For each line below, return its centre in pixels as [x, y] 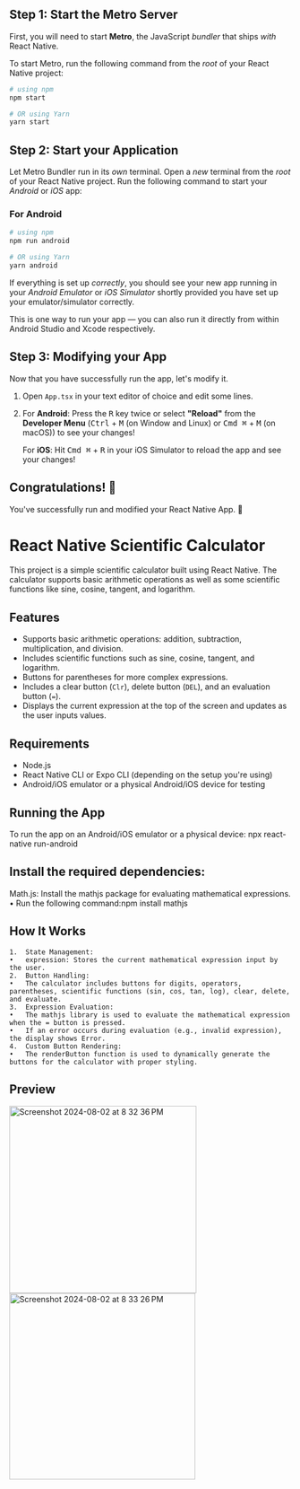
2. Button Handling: [50, 976]
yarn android [34, 266]
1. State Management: [51, 952]
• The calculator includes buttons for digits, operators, [126, 983]
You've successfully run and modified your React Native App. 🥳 [126, 509]
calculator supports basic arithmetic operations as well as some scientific [145, 580]
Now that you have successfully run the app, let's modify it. [119, 378]
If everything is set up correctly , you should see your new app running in [143, 283]
